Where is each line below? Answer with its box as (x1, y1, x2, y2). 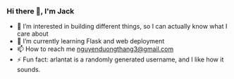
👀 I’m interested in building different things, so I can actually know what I (16, 22, 228, 31)
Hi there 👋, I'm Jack (6, 6, 75, 16)
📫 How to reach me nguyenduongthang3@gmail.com (16, 45, 174, 53)
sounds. (16, 66, 41, 74)
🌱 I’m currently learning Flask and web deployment (16, 37, 165, 45)
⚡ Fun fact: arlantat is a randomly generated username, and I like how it (16, 55, 224, 64)
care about (16, 29, 49, 38)
